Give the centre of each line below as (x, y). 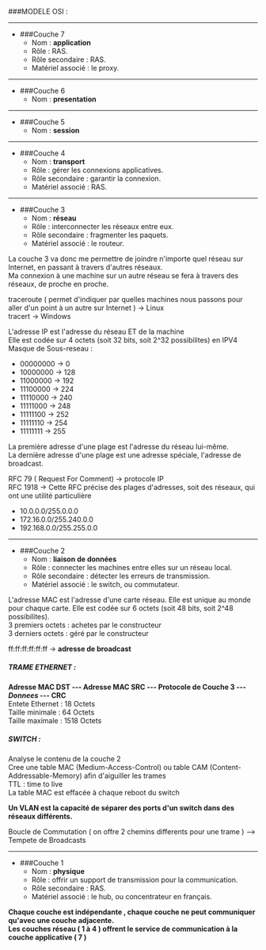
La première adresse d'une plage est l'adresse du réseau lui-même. (119, 446)
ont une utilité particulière (50, 496)
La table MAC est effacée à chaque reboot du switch (94, 792)
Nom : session (55, 130)
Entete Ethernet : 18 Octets (52, 703)
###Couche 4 (42, 153)
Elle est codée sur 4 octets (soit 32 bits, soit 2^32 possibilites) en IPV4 (123, 340)
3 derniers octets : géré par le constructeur (78, 633)
